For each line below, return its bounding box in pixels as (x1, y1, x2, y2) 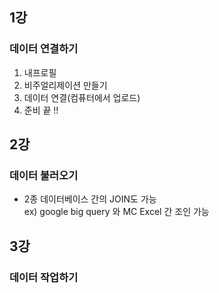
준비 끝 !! (23, 104, 59, 116)
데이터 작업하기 (9, 270, 79, 284)
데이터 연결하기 (9, 42, 79, 56)
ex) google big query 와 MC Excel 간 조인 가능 (23, 206, 210, 218)
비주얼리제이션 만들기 (23, 79, 108, 91)
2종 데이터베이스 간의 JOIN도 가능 (23, 193, 157, 205)
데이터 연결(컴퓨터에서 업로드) (23, 91, 141, 103)
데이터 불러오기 (9, 169, 79, 182)
